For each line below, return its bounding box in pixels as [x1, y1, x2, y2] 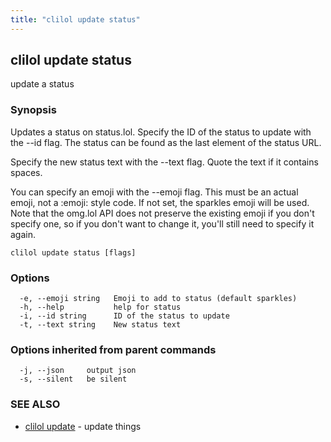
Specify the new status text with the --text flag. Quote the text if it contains [10, 156, 319, 168]
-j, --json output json [19, 366, 137, 376]
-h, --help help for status [19, 302, 182, 313]
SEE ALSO [10, 397, 61, 411]
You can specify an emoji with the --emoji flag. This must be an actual [10, 186, 299, 198]
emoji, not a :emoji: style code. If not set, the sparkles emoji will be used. [10, 196, 310, 208]
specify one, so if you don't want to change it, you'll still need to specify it [10, 217, 315, 230]
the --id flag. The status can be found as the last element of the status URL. [10, 136, 322, 148]
